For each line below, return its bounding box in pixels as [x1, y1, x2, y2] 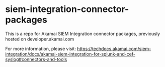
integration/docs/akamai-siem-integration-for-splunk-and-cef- [5, 51, 136, 57]
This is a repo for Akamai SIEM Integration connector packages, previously [5, 30, 160, 36]
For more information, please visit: [5, 45, 76, 51]
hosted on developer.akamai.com [5, 36, 74, 42]
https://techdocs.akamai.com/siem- [77, 45, 151, 51]
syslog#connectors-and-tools [5, 56, 67, 62]
